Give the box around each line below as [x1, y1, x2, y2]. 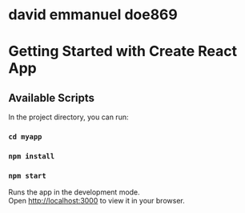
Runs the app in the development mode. [8, 187, 140, 197]
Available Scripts [8, 90, 94, 105]
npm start [8, 171, 46, 180]
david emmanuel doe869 [8, 6, 178, 24]
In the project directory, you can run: [8, 112, 129, 122]
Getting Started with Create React [8, 42, 238, 61]
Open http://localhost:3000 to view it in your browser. [8, 196, 186, 206]
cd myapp [8, 132, 42, 142]
